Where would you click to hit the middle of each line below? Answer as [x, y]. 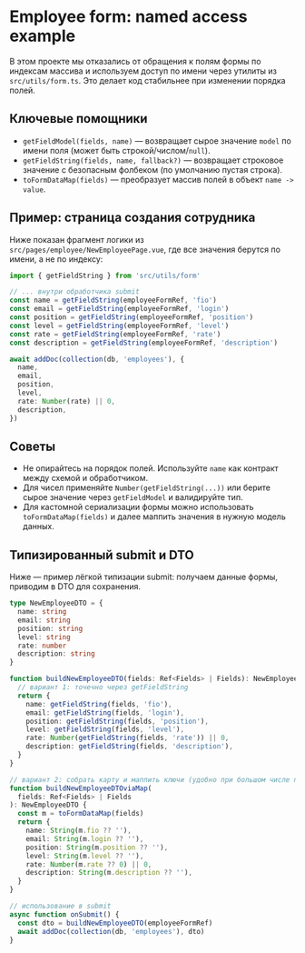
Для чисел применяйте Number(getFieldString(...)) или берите [146, 487]
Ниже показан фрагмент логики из [77, 239]
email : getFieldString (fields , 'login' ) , [105, 712]
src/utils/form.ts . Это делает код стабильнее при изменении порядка [148, 80]
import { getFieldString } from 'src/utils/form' [105, 276]
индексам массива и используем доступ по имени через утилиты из [143, 71]
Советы [33, 446]
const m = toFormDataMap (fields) [81, 814]
